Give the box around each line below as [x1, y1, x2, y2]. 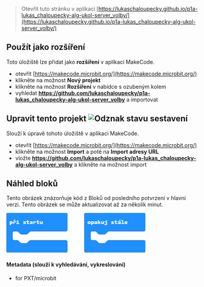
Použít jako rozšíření [6, 42, 85, 52]
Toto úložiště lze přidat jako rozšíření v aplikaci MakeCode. [6, 58, 155, 66]
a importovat [126, 95, 158, 103]
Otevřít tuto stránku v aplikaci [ [21, 5, 99, 12]
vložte [15, 154, 31, 162]
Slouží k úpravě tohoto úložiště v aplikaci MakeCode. [6, 130, 139, 137]
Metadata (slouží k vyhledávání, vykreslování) [6, 261, 126, 268]
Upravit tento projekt [6, 114, 87, 124]
